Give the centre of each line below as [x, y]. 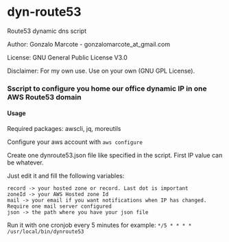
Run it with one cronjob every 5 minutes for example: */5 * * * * [99, 225]
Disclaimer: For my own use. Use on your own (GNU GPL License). [101, 71]
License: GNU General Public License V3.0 [68, 57]
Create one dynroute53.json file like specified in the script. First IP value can [115, 156]
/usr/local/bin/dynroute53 [46, 232]
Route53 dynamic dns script [47, 31]
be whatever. [25, 162]
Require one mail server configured [59, 206]
